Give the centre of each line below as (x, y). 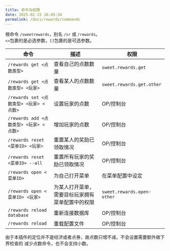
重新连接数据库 (72, 213)
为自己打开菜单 (72, 176)
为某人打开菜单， (74, 187)
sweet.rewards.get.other (132, 85)
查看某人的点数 (72, 81)
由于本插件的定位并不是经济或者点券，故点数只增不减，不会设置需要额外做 (83, 237)
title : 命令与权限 (23, 10)
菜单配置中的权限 (74, 203)
